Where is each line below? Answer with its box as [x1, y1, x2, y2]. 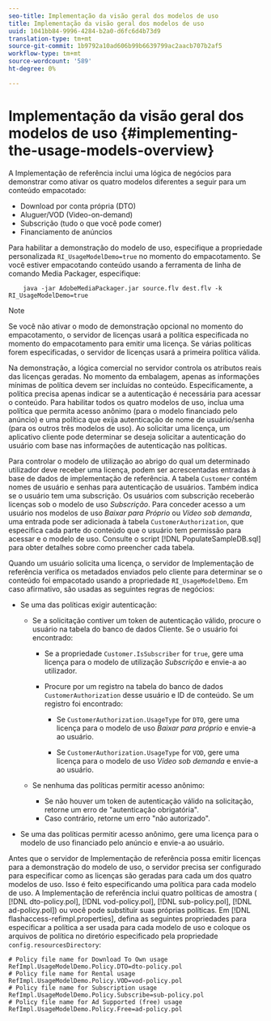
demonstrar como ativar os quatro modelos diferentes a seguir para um [8, 176, 247, 187]
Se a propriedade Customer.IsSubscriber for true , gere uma [44, 648, 244, 658]
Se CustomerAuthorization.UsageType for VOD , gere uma [56, 747, 240, 757]
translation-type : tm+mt [8, 34, 92, 43]
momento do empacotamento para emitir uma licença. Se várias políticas [8, 338, 252, 348]
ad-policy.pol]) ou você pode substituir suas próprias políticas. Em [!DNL [8, 905, 251, 915]
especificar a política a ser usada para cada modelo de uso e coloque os [8, 922, 251, 932]
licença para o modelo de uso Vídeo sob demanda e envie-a [56, 756, 259, 765]
